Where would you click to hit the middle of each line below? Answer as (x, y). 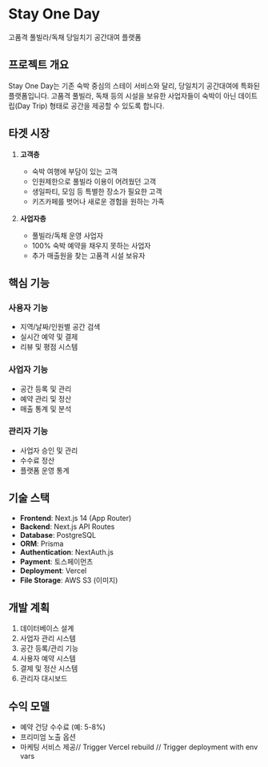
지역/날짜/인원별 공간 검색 (60, 327)
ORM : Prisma (42, 543)
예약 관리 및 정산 (46, 398)
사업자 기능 (28, 369)
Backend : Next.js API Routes (67, 527)
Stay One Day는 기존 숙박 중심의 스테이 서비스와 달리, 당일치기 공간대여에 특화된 (134, 86)
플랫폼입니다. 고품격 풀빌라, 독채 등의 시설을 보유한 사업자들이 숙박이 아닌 (122, 95)
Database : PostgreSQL (58, 535)
